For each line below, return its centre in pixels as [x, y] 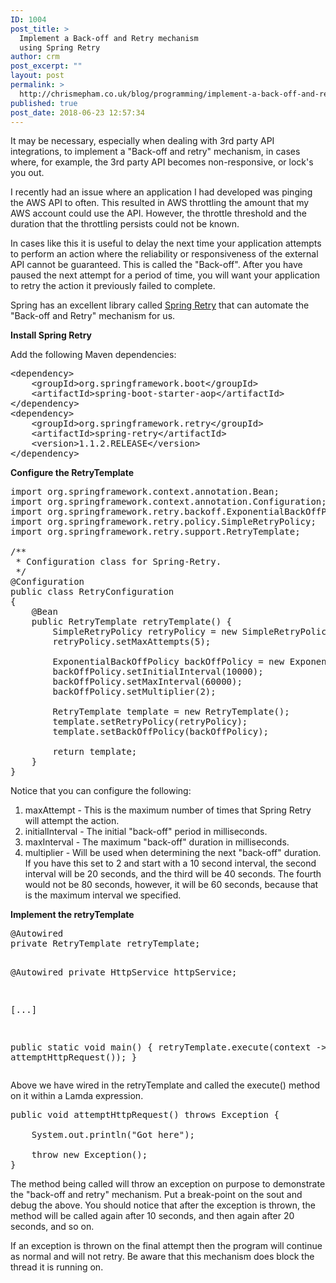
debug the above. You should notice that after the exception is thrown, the [163, 1205]
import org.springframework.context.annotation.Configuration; [168, 502]
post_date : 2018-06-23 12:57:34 [77, 112]
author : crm [35, 57]
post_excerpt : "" [46, 66]
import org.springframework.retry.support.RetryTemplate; [155, 532]
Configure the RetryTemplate [72, 473]
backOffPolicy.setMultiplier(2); [134, 692]
